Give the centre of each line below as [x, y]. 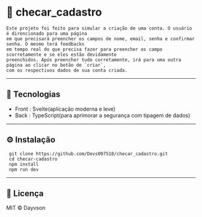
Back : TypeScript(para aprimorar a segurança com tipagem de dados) [103, 115]
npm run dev [24, 170]
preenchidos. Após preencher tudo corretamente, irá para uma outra [94, 60]
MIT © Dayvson [26, 208]
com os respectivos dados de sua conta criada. [67, 70]
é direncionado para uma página [47, 33]
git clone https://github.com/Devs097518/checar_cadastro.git [88, 154]
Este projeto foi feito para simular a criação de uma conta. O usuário [99, 28]
